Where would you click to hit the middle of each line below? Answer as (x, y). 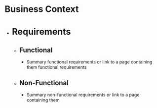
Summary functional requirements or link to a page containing (89, 62)
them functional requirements (57, 67)
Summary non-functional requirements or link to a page (83, 95)
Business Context (42, 9)
